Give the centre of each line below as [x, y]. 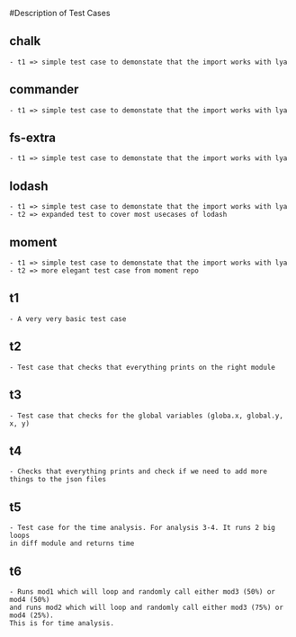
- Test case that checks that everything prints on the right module [143, 367]
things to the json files [58, 480]
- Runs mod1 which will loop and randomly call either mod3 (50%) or [143, 592]
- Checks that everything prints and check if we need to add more [139, 471]
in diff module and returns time [72, 543]
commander [44, 90]
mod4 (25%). [31, 615]
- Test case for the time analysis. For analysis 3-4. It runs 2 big [143, 528]
